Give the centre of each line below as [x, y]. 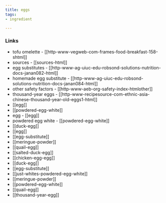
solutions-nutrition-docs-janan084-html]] [55, 83]
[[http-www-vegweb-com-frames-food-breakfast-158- [101, 52]
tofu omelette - [28, 52]
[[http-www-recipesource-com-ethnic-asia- [104, 94]
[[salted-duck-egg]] [33, 152]
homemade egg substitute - [41, 78]
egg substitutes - [30, 67]
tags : [11, 14]
